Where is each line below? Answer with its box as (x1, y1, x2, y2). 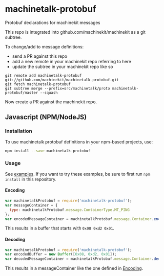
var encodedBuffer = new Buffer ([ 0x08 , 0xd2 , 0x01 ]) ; (5, 252, 117, 257)
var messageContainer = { (5, 203, 58, 207)
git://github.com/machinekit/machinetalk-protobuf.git (5, 77, 119, 82)
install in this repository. (5, 176, 57, 182)
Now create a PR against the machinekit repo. (5, 99, 97, 105)
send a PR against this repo (12, 53, 67, 59)
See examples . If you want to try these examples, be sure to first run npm (5, 171, 150, 177)
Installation (5, 128, 33, 135)
